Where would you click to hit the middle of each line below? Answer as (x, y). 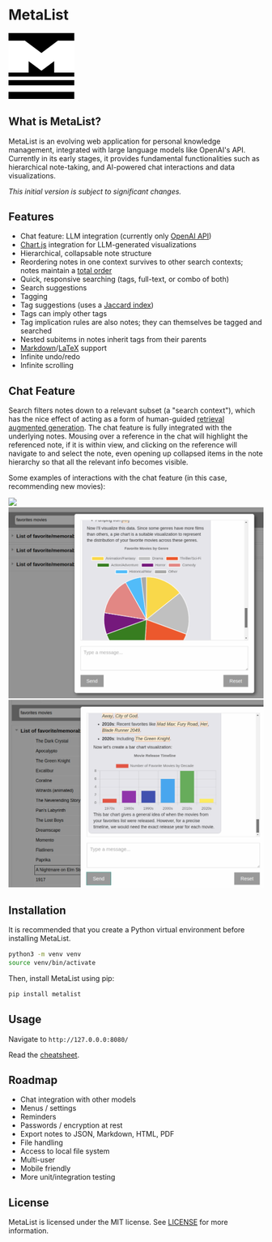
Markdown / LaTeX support (63, 348)
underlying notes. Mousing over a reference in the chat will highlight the (128, 436)
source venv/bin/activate (52, 963)
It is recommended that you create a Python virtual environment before (127, 930)
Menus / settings (48, 1108)
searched (36, 331)
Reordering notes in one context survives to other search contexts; (132, 262)
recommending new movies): (57, 486)
